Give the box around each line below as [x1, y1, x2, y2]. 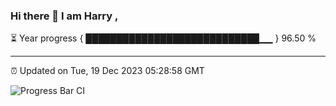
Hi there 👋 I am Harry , [10, 9, 119, 23]
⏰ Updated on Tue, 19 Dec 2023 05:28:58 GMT [10, 65, 205, 77]
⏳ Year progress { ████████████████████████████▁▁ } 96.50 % [10, 32, 317, 44]
